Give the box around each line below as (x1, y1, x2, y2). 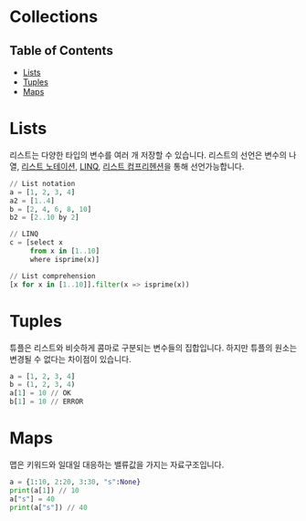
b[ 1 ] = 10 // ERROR (9, 397, 84, 407)
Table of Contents (9, 43, 114, 58)
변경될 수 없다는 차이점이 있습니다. (9, 353, 132, 364)
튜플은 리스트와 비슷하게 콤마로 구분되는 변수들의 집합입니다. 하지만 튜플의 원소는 (9, 342, 298, 353)
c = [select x (9, 238, 64, 247)
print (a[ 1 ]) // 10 (9, 485, 79, 495)
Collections (9, 6, 99, 27)
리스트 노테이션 (21, 161, 76, 172)
